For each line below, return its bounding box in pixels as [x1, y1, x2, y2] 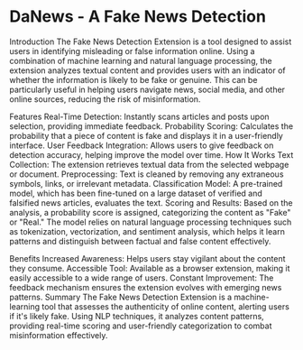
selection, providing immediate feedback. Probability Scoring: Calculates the [9, 120, 294, 132]
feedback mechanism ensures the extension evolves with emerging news [9, 281, 282, 292]
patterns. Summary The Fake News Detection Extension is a [9, 291, 233, 302]
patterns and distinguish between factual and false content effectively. [9, 235, 271, 246]
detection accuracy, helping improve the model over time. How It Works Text [9, 149, 294, 160]
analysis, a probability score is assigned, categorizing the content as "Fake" [9, 207, 291, 217]
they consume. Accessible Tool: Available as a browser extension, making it [9, 262, 290, 273]
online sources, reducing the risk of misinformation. [9, 93, 201, 105]
